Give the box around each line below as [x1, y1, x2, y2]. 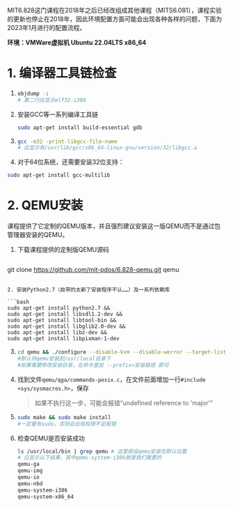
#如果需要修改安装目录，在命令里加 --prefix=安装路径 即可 [17, 361, 169, 368]
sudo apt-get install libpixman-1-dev [7, 335, 120, 342]
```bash [7, 298, 30, 305]
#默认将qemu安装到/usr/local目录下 [17, 355, 111, 362]
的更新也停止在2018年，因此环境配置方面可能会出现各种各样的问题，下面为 [7, 15, 223, 23]
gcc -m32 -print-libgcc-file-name [17, 138, 118, 145]
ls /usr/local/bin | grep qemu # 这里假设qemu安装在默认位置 [17, 448, 187, 455]
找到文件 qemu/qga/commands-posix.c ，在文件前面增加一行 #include [17, 375, 207, 384]
